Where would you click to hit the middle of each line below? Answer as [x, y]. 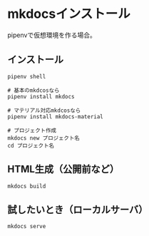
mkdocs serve [27, 227]
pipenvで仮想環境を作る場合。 [52, 35]
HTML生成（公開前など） [63, 169]
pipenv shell [27, 76]
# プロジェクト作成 [32, 130]
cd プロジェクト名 [31, 145]
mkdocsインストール [69, 14]
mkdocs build [27, 186]
